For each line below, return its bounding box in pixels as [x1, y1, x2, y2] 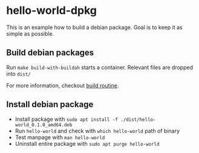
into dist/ [6, 70, 31, 77]
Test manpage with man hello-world [15, 134, 105, 141]
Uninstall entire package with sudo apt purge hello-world [15, 140, 160, 147]
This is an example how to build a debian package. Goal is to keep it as [6, 24, 183, 31]
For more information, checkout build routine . [6, 82, 119, 89]
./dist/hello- [120, 116, 156, 123]
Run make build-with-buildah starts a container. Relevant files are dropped [6, 63, 194, 71]
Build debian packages [6, 48, 94, 58]
